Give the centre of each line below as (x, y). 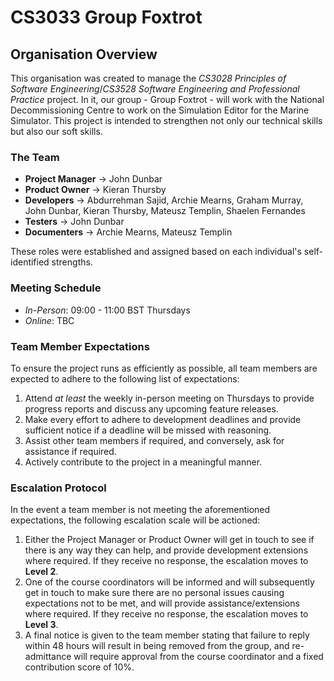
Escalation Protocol (58, 488)
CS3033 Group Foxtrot (106, 17)
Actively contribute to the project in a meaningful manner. (143, 462)
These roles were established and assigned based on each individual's (156, 252)
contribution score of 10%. (79, 667)
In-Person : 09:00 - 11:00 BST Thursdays (107, 310)
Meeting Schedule (56, 288)
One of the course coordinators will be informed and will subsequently (169, 582)
